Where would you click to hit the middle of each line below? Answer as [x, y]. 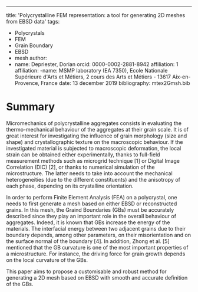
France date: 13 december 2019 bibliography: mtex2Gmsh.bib [115, 83]
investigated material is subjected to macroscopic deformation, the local [94, 148]
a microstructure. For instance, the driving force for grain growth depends [96, 254]
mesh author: [31, 58]
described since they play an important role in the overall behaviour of [91, 216]
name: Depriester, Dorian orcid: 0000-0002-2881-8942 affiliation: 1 [96, 64]
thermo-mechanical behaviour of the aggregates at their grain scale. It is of [98, 129]
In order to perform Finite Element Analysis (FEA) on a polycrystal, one [92, 197]
